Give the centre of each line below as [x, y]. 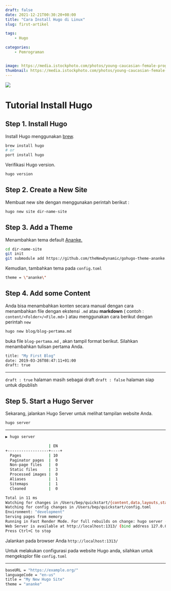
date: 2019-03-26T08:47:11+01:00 [41, 360]
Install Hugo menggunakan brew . [40, 136]
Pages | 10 [34, 455]
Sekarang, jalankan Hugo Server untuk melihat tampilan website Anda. [79, 414]
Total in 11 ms [21, 498]
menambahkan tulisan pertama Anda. [45, 346]
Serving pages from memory [34, 517]
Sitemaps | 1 [34, 484]
